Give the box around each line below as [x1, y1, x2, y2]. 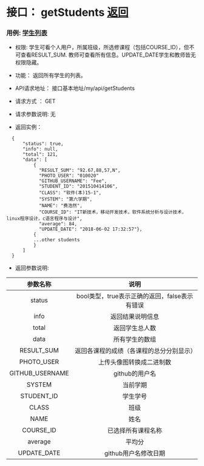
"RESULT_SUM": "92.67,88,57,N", [38, 168, 121, 174]
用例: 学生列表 [6, 29, 47, 37]
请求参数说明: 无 [15, 111, 56, 118]
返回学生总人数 [113, 324, 157, 332]
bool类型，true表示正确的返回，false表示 [76, 292, 193, 301]
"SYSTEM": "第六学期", [38, 196, 93, 202]
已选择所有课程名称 [107, 427, 163, 435]
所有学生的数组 [113, 335, 157, 344]
